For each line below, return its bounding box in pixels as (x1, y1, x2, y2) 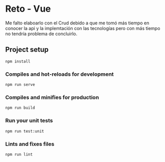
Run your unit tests (5, 117, 53, 124)
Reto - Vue (5, 3, 51, 15)
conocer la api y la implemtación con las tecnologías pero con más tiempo (5, 25, 160, 31)
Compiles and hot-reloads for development (5, 71, 114, 78)
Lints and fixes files (5, 140, 55, 147)
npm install (5, 59, 30, 64)
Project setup (5, 45, 49, 54)
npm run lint (5, 152, 33, 157)
